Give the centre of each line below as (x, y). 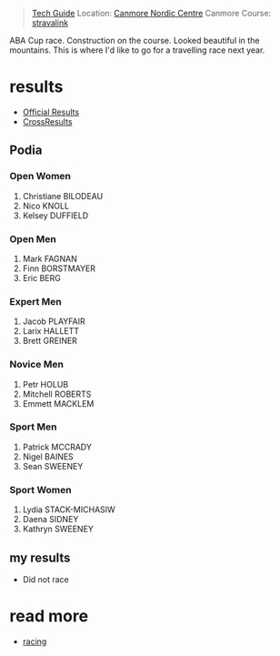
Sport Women (40, 489)
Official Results (51, 112)
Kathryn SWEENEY (58, 529)
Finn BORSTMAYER (59, 268)
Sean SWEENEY (53, 466)
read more (49, 616)
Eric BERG (41, 278)
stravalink (50, 23)
